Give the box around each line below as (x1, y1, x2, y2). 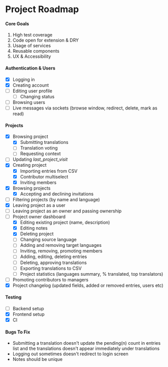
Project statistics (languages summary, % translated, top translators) (20, 271, 163, 277)
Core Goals (5, 20, 29, 26)
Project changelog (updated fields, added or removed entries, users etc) (12, 282, 163, 288)
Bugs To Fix (5, 328, 30, 335)
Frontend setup (12, 311, 45, 317)
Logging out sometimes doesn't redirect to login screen (12, 351, 129, 357)
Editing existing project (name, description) (20, 219, 110, 226)
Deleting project (20, 231, 54, 237)
